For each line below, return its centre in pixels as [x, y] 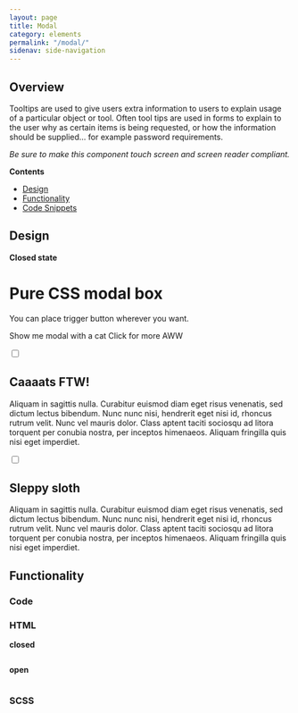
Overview [37, 87]
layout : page [33, 17]
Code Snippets [50, 207]
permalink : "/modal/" [50, 42]
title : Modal [33, 26]
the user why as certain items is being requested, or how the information [143, 127]
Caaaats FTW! [50, 382]
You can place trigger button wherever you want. [99, 318]
